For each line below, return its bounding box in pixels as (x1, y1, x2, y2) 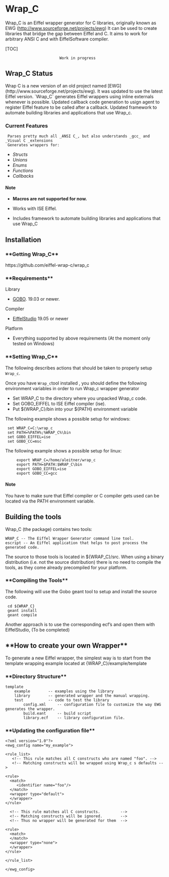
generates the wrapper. (5, 706, 55, 712)
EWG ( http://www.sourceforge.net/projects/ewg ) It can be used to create (5, 25, 157, 31)
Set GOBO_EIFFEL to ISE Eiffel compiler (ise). (12, 400, 106, 406)
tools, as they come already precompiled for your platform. (5, 564, 128, 570)
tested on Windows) (12, 341, 54, 347)
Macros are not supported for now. (12, 196, 87, 202)
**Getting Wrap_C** (5, 250, 59, 258)
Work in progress (59, 55, 96, 61)
